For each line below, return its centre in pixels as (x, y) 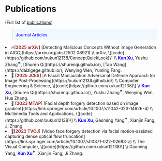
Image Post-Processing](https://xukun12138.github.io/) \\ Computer (72, 80)
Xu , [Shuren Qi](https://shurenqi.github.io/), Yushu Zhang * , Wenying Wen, (79, 92)
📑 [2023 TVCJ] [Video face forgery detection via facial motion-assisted (82, 131)
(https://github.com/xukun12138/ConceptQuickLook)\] (59, 58)
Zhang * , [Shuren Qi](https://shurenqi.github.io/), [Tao (59, 64)
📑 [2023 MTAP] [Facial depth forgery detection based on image (75, 103)
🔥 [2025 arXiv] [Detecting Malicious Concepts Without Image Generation (84, 47)
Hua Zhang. (17, 98)
